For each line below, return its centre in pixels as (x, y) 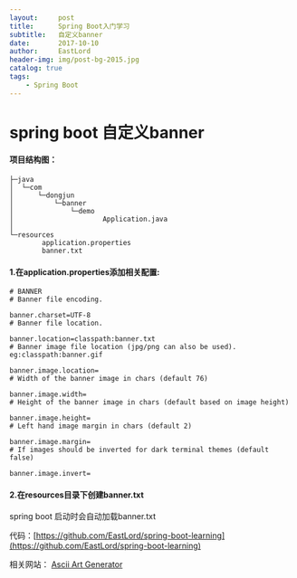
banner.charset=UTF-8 (50, 316)
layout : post (42, 18)
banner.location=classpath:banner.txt (82, 339)
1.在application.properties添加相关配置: (85, 271)
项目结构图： (33, 160)
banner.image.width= (48, 394)
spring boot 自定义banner (107, 133)
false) (22, 458)
